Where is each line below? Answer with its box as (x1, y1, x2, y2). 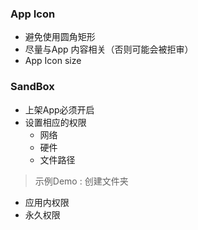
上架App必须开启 (24, 103, 95, 116)
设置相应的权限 (24, 116, 87, 128)
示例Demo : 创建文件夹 (34, 175, 129, 187)
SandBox (10, 80, 55, 94)
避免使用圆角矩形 (24, 31, 96, 43)
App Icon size (24, 55, 82, 67)
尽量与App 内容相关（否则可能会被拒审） (24, 43, 194, 56)
